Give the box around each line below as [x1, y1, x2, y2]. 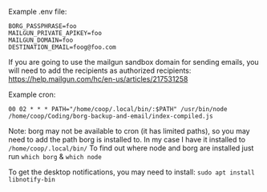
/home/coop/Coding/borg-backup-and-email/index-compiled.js [8, 112, 214, 120]
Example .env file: [8, 7, 67, 16]
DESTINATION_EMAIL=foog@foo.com [8, 43, 116, 51]
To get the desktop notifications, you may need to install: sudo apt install [8, 167, 255, 177]
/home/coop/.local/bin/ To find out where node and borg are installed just [8, 143, 254, 153]
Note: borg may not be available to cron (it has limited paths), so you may [8, 126, 250, 135]
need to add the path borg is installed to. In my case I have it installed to [8, 135, 246, 144]
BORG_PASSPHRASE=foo [8, 22, 78, 30]
